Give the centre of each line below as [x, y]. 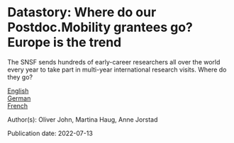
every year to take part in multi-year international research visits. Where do [117, 69]
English [18, 91]
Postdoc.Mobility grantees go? [100, 27]
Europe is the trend [65, 42]
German [19, 98]
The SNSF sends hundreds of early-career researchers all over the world [114, 62]
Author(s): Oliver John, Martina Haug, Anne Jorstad [83, 119]
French [18, 105]
